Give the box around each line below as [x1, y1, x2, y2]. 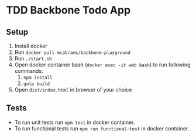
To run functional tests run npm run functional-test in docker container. [14, 124, 190, 132]
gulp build [23, 81, 50, 87]
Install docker [14, 42, 48, 49]
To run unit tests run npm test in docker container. [14, 119, 135, 126]
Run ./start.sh [14, 55, 52, 62]
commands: [14, 68, 43, 74]
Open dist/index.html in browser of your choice [14, 86, 132, 93]
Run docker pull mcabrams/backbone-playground [14, 49, 130, 56]
